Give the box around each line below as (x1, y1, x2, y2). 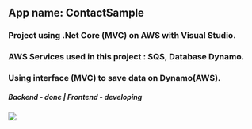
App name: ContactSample (8, 6, 145, 20)
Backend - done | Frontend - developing (8, 92, 143, 101)
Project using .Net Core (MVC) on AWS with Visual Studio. (8, 30, 236, 41)
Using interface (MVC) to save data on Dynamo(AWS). (8, 73, 221, 84)
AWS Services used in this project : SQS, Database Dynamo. (8, 51, 244, 63)
